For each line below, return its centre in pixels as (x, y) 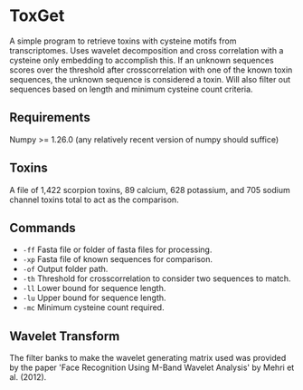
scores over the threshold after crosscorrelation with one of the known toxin (151, 70)
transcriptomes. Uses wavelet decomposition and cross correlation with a (147, 50)
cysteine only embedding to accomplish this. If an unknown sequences (142, 60)
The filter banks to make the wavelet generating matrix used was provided (148, 358)
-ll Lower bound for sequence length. (94, 288)
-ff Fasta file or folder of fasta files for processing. (117, 249)
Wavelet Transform (65, 336)
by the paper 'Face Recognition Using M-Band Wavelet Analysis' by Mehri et (152, 367)
